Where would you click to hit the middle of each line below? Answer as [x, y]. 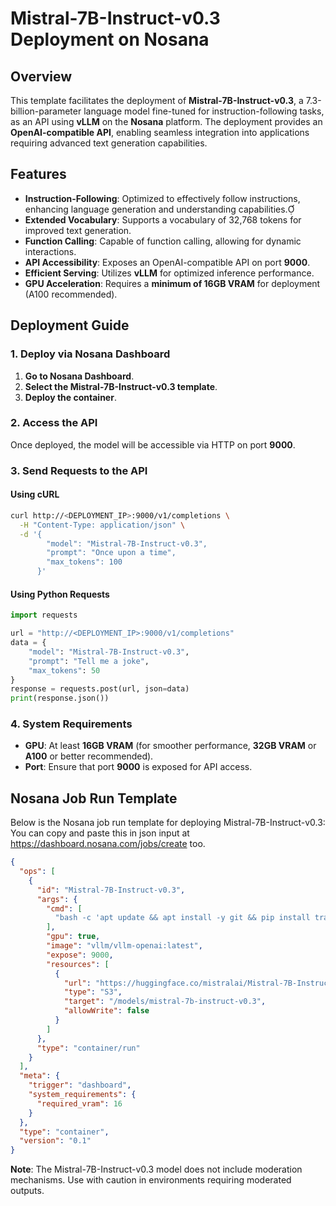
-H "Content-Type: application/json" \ [102, 525]
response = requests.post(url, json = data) [100, 689]
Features [38, 174]
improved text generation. [78, 230]
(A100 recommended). [71, 294]
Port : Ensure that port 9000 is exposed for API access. [138, 767]
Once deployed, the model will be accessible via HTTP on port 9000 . [153, 444]
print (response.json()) [60, 698]
